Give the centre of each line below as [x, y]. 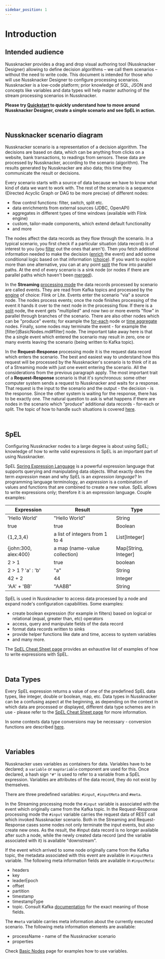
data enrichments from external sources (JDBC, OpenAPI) [71, 208]
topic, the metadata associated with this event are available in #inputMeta [79, 855]
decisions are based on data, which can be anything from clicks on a [75, 152]
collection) [66, 555]
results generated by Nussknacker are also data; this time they [68, 168]
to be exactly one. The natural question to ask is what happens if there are [80, 399]
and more [22, 229]
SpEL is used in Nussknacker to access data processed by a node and [76, 598]
